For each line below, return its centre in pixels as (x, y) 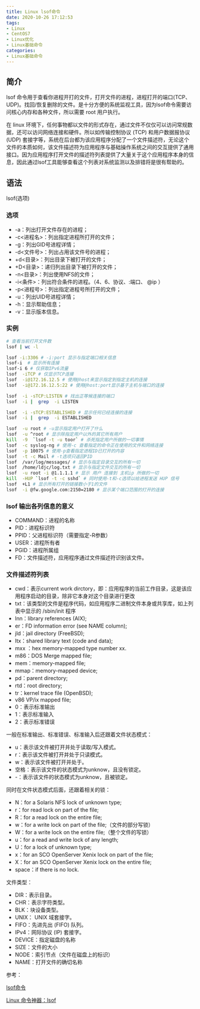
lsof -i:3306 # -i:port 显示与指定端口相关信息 (61, 358)
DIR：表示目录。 (35, 895)
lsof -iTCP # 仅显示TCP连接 (40, 374)
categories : (21, 51)
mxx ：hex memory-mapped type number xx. (71, 648)
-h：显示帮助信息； (38, 304)
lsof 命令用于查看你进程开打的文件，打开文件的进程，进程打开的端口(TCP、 (99, 97)
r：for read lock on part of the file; (57, 810)
